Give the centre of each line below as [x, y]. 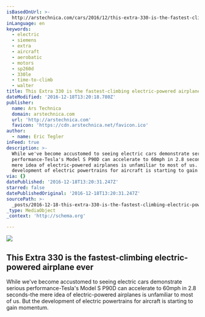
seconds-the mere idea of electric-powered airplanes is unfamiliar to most [100, 294]
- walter [23, 86]
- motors [23, 63]
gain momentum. [27, 307]
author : [16, 131]
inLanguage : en [26, 23]
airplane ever [68, 267]
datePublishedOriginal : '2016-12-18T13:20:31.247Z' [73, 193]
